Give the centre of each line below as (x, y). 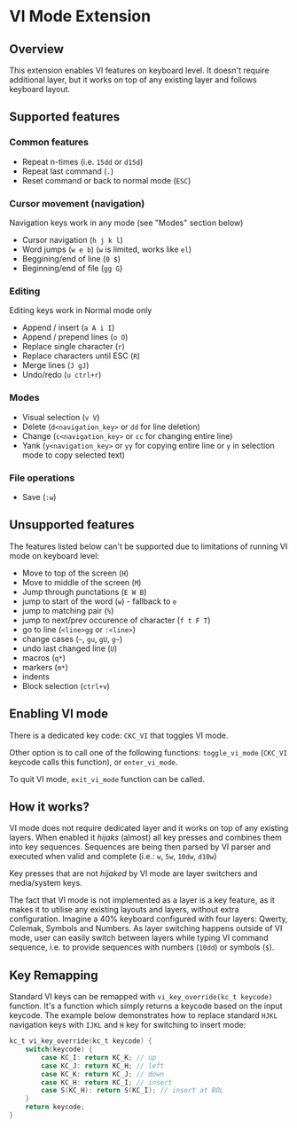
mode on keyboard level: (55, 555)
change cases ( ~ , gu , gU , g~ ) (72, 638)
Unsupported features (72, 525)
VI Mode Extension (80, 16)
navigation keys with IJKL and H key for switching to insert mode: (128, 1025)
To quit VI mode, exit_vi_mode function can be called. (107, 779)
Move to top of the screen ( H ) (75, 573)
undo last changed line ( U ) (70, 648)
